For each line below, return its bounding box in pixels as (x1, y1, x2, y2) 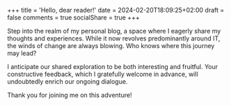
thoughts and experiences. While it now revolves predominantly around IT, (7, 34, 221, 43)
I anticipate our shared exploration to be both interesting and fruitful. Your (7, 63, 218, 70)
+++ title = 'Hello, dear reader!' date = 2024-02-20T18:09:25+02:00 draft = (7, 6, 225, 14)
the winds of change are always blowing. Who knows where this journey (7, 42, 215, 50)
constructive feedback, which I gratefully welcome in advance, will (7, 70, 198, 78)
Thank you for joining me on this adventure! (7, 91, 132, 99)
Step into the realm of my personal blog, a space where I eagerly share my (7, 27, 221, 35)
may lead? (7, 49, 37, 57)
